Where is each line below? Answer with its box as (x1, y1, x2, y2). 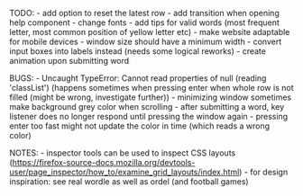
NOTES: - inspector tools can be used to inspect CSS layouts (9, 147, 236, 158)
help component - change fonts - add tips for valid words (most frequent (9, 17, 280, 28)
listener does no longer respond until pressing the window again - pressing (9, 111, 289, 121)
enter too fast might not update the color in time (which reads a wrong (9, 120, 271, 131)
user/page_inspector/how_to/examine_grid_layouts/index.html (9, 166, 240, 177)
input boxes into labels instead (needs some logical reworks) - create (9, 46, 266, 57)
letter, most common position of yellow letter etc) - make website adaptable (9, 27, 290, 37)
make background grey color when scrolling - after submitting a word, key (9, 102, 285, 111)
